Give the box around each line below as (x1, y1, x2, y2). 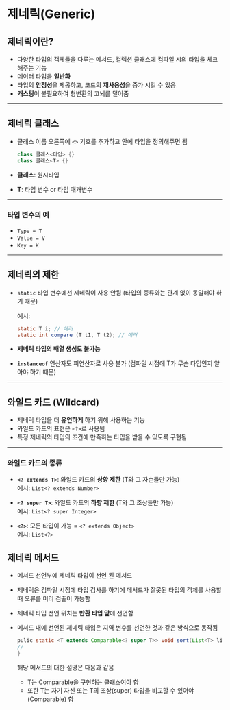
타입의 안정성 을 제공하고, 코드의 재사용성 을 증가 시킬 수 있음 (16, 81, 177, 89)
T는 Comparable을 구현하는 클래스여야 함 (27, 678, 139, 686)
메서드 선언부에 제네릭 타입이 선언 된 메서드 (16, 572, 133, 580)
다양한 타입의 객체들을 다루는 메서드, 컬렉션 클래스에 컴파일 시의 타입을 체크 (16, 56, 218, 63)
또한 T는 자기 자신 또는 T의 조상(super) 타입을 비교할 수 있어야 (27, 686, 194, 694)
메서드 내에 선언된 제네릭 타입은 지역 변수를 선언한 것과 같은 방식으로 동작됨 (16, 624, 218, 632)
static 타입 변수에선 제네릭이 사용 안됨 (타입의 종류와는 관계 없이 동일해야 (16, 289, 215, 297)
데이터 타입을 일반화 (16, 73, 71, 80)
